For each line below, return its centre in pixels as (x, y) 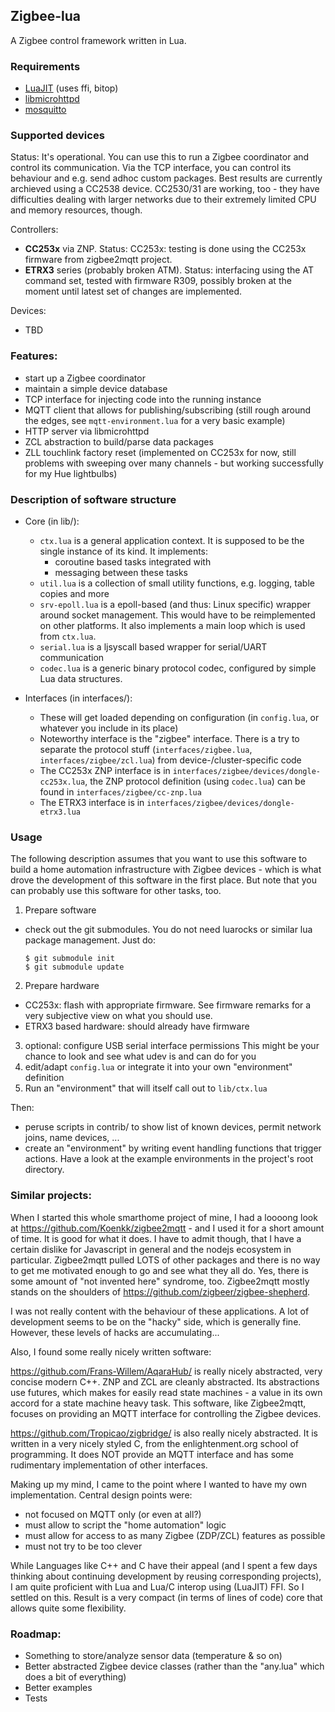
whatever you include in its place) (109, 728)
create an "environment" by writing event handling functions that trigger (173, 1148)
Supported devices (57, 136)
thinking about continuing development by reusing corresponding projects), (166, 1576)
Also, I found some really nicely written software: (111, 1351)
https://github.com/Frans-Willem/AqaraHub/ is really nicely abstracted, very (166, 1371)
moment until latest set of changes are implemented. (133, 291)
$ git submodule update (74, 967)
